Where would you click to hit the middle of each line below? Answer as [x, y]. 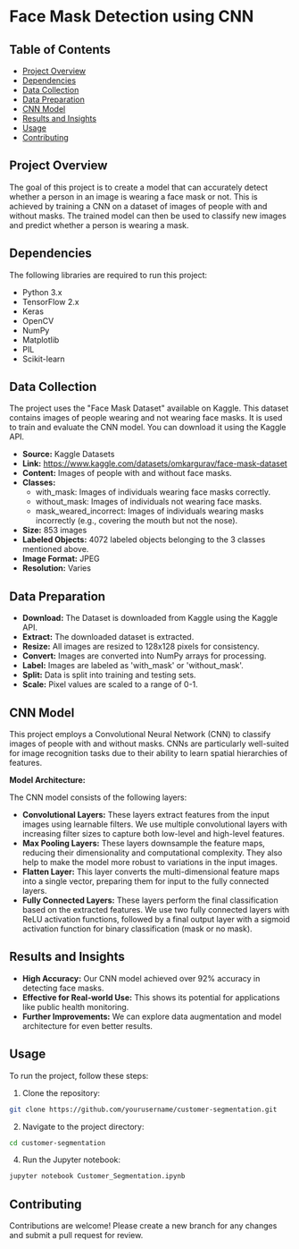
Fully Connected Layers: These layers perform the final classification [150, 900]
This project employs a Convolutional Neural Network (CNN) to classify [140, 735]
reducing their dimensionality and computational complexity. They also [152, 853]
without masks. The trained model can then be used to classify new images [148, 216]
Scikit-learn [43, 359]
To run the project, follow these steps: [79, 1075]
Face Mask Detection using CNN [132, 17]
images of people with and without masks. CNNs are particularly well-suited [149, 743]
